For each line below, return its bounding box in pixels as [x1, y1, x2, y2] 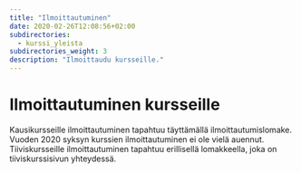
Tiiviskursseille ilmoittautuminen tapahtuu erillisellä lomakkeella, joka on [9, 143, 277, 154]
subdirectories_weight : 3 [9, 47, 107, 56]
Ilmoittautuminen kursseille [9, 94, 220, 115]
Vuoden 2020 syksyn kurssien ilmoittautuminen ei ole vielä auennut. [9, 133, 265, 145]
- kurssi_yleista [17, 38, 83, 48]
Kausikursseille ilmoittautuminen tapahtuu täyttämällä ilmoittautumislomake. [9, 124, 293, 135]
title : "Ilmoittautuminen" [9, 13, 112, 23]
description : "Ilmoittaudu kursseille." [9, 55, 165, 64]
